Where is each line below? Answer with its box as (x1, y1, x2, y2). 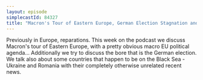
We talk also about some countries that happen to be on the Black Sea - (6, 55, 185, 63)
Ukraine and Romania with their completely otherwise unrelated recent (6, 62, 182, 69)
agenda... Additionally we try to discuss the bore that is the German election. (6, 49, 197, 57)
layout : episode (6, 8, 47, 15)
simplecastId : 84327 (6, 14, 59, 20)
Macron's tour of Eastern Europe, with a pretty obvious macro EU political (6, 43, 190, 50)
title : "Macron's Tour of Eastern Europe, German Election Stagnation (6, 20, 188, 26)
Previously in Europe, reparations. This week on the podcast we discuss (6, 37, 185, 44)
